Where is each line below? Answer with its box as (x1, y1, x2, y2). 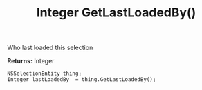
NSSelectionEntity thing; (7, 70, 82, 77)
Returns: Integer (7, 57, 55, 65)
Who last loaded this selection (7, 43, 93, 52)
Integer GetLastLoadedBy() (36, 5, 196, 21)
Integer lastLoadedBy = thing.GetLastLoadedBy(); (7, 76, 156, 83)
